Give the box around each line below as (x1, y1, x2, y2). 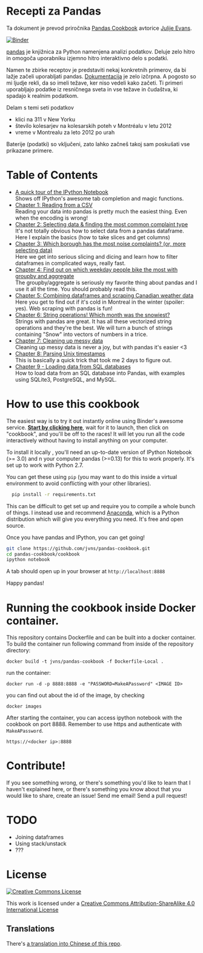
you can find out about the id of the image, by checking (6, 692, 145, 699)
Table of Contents (6, 169, 98, 182)
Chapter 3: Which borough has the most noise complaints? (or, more (15, 240, 186, 247)
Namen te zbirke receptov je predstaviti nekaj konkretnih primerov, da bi (6, 66, 187, 74)
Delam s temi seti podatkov (6, 103, 75, 111)
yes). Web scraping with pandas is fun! (15, 304, 113, 312)
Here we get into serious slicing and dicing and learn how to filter (15, 253, 178, 260)
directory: (6, 647, 31, 654)
